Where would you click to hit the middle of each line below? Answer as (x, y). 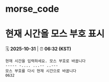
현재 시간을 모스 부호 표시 (55, 34)
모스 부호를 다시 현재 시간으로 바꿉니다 (41, 71)
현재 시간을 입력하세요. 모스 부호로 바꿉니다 (46, 61)
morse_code (32, 9)
